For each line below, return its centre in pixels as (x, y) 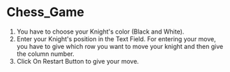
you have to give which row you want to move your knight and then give (120, 46)
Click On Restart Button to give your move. (78, 61)
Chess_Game (45, 12)
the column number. (45, 54)
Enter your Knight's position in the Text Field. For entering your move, (116, 38)
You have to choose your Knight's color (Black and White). (100, 31)
